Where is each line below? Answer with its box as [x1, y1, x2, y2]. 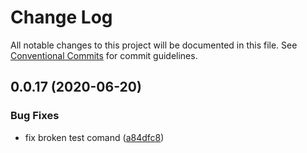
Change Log [10, 6, 113, 29]
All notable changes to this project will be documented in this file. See [10, 39, 298, 51]
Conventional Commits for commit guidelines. [10, 49, 198, 61]
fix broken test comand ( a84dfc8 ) [24, 131, 165, 143]
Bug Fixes [10, 109, 60, 123]
